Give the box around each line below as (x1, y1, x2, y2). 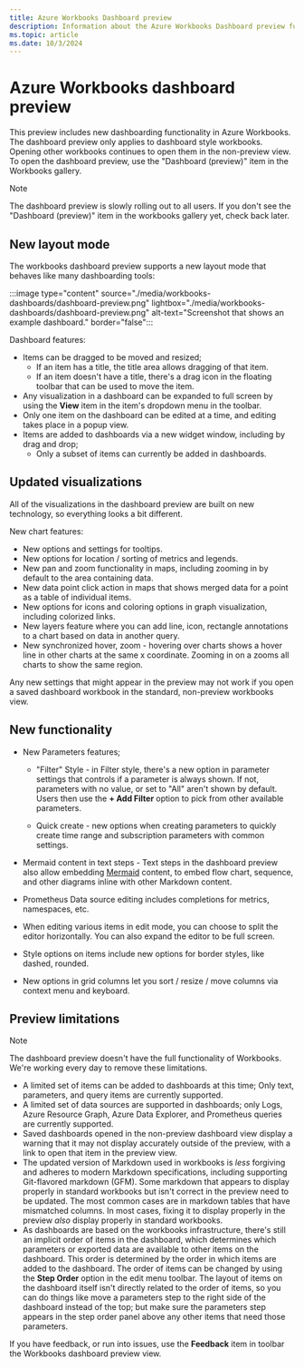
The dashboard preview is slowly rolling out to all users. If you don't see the (9, 200, 291, 211)
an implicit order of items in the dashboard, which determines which (22, 1235, 277, 1246)
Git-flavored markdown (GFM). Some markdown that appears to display (22, 1177, 290, 1187)
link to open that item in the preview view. (22, 1148, 178, 1158)
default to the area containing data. (22, 572, 154, 583)
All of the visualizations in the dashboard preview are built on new (9, 498, 255, 509)
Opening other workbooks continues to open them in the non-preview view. (9, 146, 291, 157)
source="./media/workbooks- (100, 288, 211, 298)
